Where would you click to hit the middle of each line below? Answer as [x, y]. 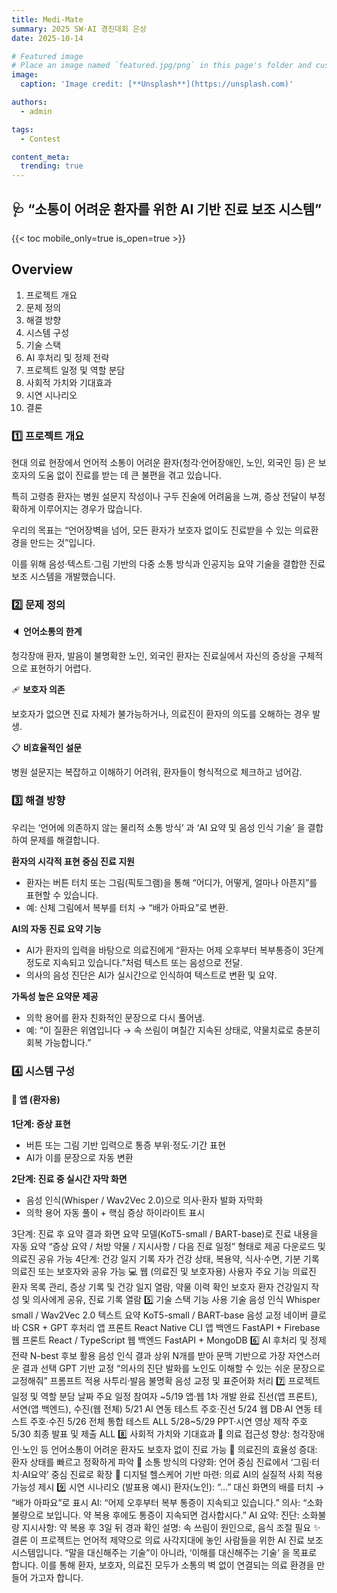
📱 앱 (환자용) [36, 1100]
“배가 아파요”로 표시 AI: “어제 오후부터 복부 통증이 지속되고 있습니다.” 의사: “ [159, 1502]
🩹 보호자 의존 [38, 690]
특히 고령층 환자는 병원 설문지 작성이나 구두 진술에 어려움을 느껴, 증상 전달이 [159, 497]
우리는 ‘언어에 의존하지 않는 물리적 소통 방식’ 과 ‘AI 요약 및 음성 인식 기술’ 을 [158, 827]
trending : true [52, 166]
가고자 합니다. [56, 1577]
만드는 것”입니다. [62, 543]
